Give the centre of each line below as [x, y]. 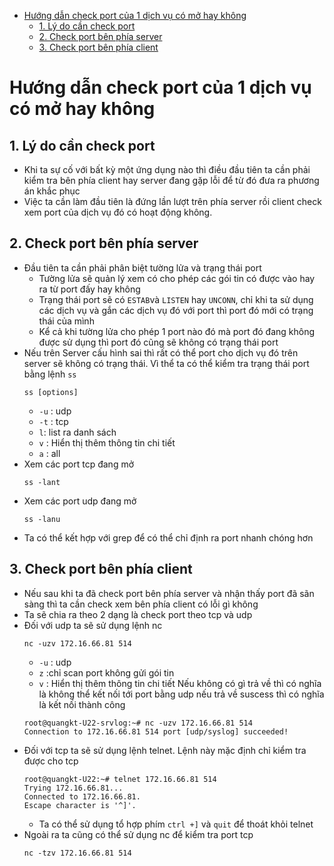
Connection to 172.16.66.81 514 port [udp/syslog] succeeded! [156, 731]
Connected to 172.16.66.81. [82, 796]
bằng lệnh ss [50, 374]
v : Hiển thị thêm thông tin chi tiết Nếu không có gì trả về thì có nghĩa [180, 683]
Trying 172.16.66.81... [73, 788]
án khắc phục [52, 191]
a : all [49, 453]
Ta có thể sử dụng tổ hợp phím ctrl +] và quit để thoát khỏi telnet [176, 824]
